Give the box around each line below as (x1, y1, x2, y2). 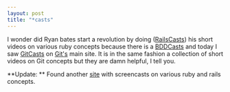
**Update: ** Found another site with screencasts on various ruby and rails (7, 70, 221, 78)
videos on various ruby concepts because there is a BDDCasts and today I (7, 42, 218, 50)
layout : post (7, 10, 45, 17)
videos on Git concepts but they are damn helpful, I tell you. (7, 57, 176, 65)
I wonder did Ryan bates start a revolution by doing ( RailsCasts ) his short (7, 35, 214, 43)
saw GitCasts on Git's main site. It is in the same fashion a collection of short (7, 49, 224, 58)
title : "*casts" (7, 16, 54, 23)
